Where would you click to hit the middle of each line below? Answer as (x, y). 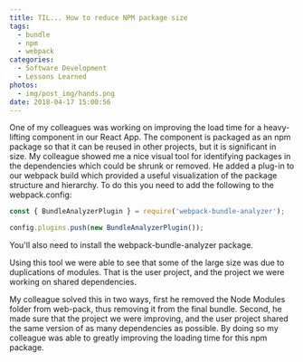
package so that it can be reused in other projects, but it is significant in (143, 147)
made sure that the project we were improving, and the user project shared (149, 319)
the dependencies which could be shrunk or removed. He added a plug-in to (152, 166)
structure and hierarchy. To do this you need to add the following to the (142, 186)
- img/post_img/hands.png (66, 93)
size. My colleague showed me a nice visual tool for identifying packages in (150, 157)
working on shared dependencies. (73, 282)
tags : (19, 26)
